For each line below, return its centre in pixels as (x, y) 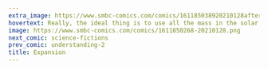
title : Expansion (37, 52)
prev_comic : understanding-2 (57, 45)
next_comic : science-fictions (59, 38)
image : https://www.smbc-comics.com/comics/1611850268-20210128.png (124, 30)
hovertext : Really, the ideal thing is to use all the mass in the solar (134, 23)
